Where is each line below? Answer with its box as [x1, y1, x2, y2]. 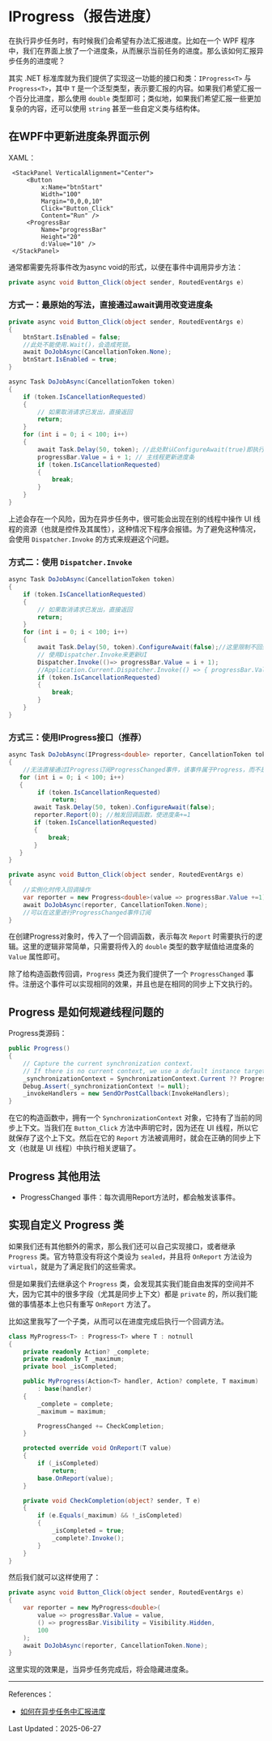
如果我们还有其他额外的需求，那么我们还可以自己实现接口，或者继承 [8, 1241, 236, 1251]
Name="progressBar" [40, 225, 107, 233]
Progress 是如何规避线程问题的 [8, 1005, 164, 1019]
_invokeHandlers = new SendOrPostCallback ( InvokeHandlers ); [23, 1089, 230, 1098]
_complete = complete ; [37, 1400, 114, 1408]
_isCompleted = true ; [51, 1527, 125, 1535]
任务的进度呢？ [15, 56, 66, 66]
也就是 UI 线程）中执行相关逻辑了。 [22, 1144, 141, 1153]
